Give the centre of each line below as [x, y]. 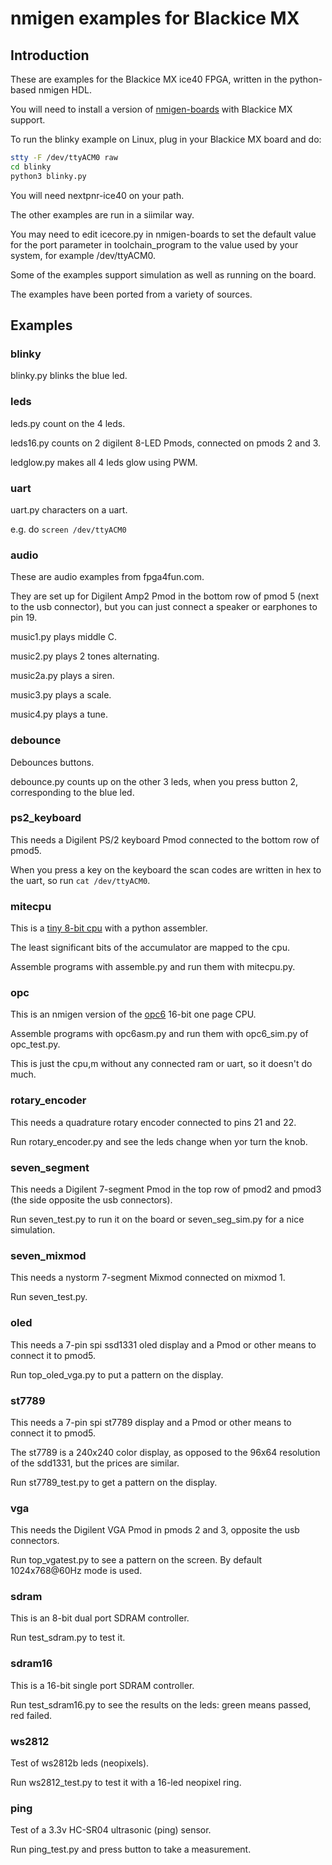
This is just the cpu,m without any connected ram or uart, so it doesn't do [161, 1064]
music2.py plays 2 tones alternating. [85, 656]
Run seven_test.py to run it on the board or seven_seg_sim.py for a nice [157, 1219]
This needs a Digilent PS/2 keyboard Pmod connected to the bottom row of [165, 839]
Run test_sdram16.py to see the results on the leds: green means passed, [161, 1704]
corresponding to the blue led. [72, 792]
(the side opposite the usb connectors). [91, 1199]
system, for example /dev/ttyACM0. [83, 255]
